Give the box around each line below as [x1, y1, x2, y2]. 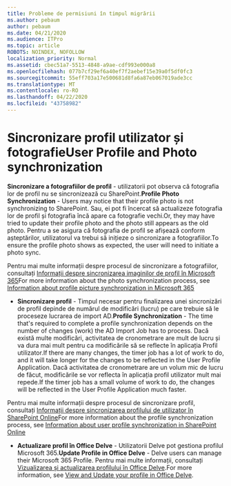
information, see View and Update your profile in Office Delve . [17, 471, 194, 479]
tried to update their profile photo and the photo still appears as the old [7, 218, 209, 227]
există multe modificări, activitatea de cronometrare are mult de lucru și [17, 333, 221, 342]
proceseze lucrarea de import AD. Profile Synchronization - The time [17, 312, 214, 320]
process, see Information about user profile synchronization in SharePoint [7, 420, 217, 429]
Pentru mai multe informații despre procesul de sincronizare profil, [7, 398, 195, 406]
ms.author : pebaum [7, 17, 60, 24]
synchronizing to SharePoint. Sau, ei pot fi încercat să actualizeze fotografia [7, 204, 223, 212]
